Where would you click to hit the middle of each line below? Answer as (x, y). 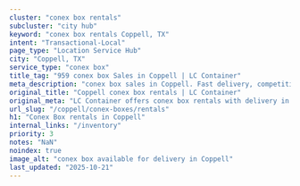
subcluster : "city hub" (54, 26)
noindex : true (36, 150)
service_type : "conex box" (59, 68)
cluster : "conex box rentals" (66, 17)
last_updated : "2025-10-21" (62, 167)
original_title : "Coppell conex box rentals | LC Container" (125, 92)
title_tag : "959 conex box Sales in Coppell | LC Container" (125, 76)
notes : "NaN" (33, 142)
